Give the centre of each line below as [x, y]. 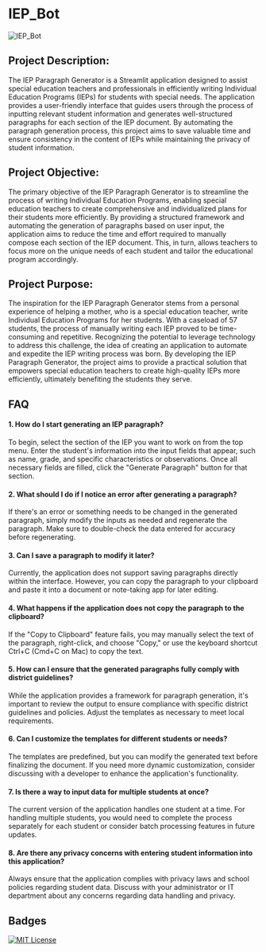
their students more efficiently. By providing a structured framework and [126, 217]
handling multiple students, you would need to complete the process [120, 818]
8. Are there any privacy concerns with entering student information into [131, 853]
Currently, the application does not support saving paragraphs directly [123, 573]
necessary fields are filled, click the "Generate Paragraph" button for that [128, 467]
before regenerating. [42, 537]
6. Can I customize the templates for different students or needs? [118, 739]
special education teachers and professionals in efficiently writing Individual [132, 88]
